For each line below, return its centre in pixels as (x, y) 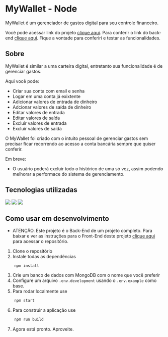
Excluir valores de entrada (39, 123)
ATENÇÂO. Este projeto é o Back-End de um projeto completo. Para (82, 231)
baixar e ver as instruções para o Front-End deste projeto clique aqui (84, 236)
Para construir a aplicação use (44, 310)
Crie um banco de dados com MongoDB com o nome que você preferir (86, 275)
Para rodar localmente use (40, 292)
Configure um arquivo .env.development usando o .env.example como (85, 280)
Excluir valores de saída (37, 128)
